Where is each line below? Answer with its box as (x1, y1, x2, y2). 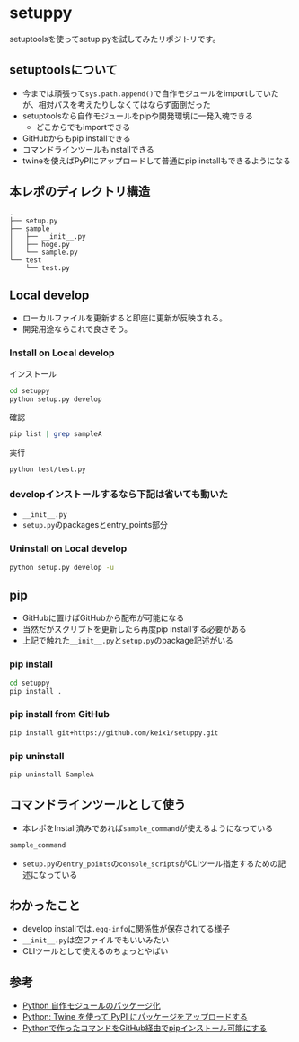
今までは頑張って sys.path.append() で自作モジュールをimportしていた (22, 88, 280, 99)
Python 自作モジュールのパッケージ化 (22, 1000, 162, 1011)
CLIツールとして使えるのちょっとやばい (22, 946, 169, 957)
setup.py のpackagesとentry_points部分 (22, 520, 168, 530)
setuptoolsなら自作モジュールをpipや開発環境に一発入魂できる (22, 110, 254, 121)
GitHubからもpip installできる (22, 133, 132, 144)
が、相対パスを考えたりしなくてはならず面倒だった (22, 99, 211, 109)
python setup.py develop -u (9, 563, 115, 572)
